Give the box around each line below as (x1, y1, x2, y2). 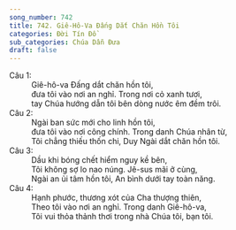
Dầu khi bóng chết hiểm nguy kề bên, (31, 155, 168, 165)
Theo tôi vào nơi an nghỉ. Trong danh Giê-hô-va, (31, 202, 208, 212)
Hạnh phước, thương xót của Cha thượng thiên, (31, 192, 202, 203)
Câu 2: (9, 108, 34, 119)
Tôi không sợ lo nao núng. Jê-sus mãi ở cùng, (31, 165, 198, 175)
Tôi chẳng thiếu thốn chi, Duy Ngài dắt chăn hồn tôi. (31, 136, 221, 147)
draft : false (9, 46, 57, 55)
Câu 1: (9, 70, 33, 80)
